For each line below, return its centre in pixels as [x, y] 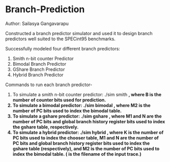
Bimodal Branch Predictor [39, 64]
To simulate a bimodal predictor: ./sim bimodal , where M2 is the [81, 105]
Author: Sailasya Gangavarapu [37, 23]
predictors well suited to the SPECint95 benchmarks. [60, 39]
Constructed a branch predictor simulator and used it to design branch [79, 33]
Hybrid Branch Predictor [38, 74]
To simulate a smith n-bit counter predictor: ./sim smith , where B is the [87, 94]
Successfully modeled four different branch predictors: [63, 48]
